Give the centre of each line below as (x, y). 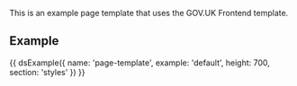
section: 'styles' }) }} (47, 72)
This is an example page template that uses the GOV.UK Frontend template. (149, 13)
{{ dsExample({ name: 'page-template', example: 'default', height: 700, (139, 63)
